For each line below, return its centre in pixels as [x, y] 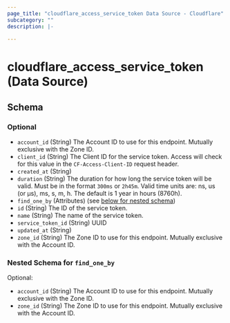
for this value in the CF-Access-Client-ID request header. [98, 164]
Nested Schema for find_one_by [61, 263]
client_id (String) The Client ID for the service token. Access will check [119, 157]
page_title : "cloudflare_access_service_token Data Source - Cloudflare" [116, 13]
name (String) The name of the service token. [80, 216]
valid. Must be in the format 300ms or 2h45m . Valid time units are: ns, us [116, 186]
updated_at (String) [44, 230]
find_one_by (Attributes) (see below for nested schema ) [96, 201]
